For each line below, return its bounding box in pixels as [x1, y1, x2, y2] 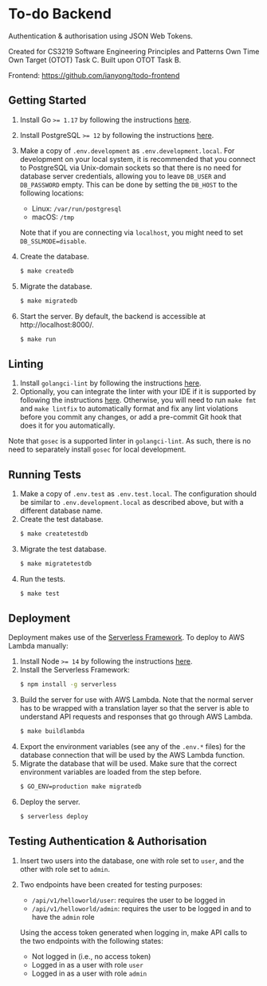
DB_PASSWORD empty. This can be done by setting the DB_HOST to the [19, 179, 238, 189]
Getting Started [8, 93, 87, 108]
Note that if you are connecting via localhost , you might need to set [19, 227, 243, 237]
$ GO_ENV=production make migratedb [19, 783, 142, 791]
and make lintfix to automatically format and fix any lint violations [19, 404, 239, 413]
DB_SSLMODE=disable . [19, 236, 87, 246]
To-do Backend [8, 5, 112, 23]
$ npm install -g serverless [19, 680, 117, 688]
